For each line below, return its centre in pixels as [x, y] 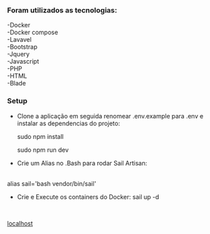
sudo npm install [40, 136]
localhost [20, 223]
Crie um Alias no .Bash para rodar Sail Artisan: [82, 163]
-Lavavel [19, 40]
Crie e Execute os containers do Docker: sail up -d [88, 196]
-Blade [16, 83]
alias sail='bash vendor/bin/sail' [52, 183]
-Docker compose [32, 32]
